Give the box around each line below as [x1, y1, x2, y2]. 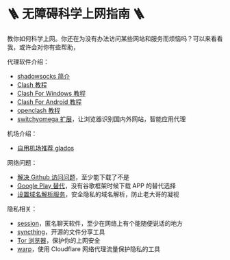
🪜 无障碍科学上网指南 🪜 [7, 6, 145, 22]
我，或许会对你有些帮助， [7, 42, 79, 51]
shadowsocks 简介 [16, 72, 71, 80]
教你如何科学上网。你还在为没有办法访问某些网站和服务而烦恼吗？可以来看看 [7, 34, 223, 42]
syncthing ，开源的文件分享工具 [16, 227, 105, 236]
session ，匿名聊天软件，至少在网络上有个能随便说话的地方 [16, 219, 183, 227]
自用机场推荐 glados [16, 144, 74, 152]
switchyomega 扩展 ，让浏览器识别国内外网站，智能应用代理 [16, 114, 186, 123]
